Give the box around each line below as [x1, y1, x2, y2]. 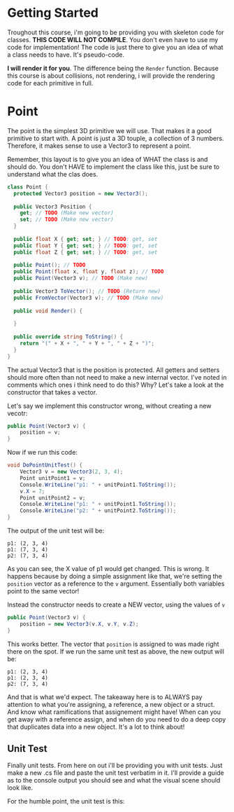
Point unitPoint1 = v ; [20, 474, 86, 481]
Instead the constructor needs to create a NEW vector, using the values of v [7, 600, 226, 609]
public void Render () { [13, 307, 82, 315]
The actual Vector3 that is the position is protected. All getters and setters [7, 366, 220, 374]
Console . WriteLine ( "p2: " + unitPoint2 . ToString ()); [20, 507, 177, 514]
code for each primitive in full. [7, 78, 94, 87]
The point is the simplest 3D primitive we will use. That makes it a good [7, 126, 212, 135]
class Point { [7, 184, 49, 191]
